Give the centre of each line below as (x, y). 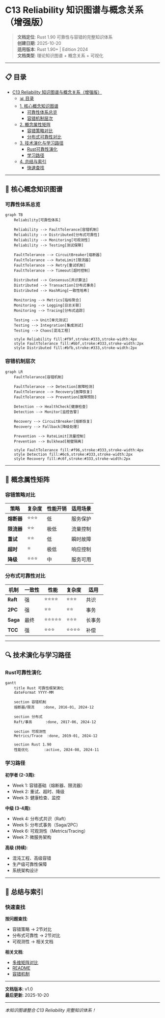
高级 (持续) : (16, 848)
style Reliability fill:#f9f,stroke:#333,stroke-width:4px (76, 339)
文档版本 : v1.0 (19, 989)
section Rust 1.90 (33, 745)
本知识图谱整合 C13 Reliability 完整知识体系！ (51, 1010)
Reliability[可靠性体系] (38, 220)
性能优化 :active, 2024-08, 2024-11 (56, 750)
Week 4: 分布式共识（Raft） (40, 818)
